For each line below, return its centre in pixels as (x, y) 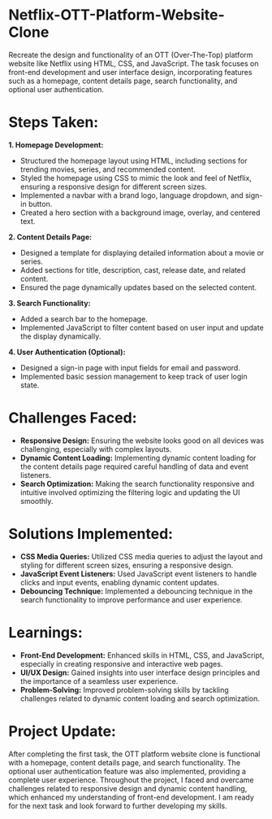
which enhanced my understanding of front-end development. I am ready (131, 797)
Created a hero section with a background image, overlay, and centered (140, 212)
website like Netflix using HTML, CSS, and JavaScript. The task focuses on (134, 64)
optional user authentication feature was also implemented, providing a (127, 771)
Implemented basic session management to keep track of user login (134, 376)
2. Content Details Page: (50, 237)
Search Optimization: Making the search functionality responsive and (137, 484)
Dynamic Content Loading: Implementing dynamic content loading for (138, 458)
